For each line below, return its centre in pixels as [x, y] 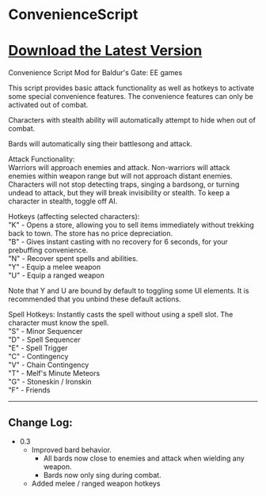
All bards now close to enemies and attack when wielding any [144, 458]
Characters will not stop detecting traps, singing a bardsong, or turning [124, 184]
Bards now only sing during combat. [102, 475]
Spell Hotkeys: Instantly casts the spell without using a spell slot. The [121, 315]
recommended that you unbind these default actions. [95, 299]
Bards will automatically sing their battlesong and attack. [100, 144]
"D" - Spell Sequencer [44, 340]
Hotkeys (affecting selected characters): [74, 217]
